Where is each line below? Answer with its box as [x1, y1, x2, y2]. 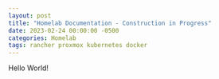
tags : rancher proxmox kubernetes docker [8, 41, 148, 49]
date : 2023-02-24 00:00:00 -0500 [8, 26, 119, 34]
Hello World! [8, 63, 49, 73]
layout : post [8, 11, 52, 20]
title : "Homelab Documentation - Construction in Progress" [8, 19, 213, 27]
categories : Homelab [8, 34, 77, 42]
